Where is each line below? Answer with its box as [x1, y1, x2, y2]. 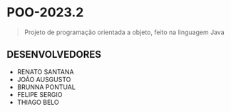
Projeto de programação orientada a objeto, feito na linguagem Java [24, 28, 225, 36]
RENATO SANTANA [16, 67, 74, 76]
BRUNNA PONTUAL [16, 83, 76, 91]
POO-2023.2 [6, 4, 84, 21]
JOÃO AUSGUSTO [16, 75, 71, 83]
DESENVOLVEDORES [6, 49, 101, 61]
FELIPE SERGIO [16, 90, 63, 98]
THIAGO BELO [16, 98, 60, 106]
